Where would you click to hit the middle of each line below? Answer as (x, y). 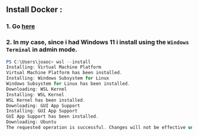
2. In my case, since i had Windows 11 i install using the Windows (98, 42)
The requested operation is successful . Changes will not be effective (96, 128)
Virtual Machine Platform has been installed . (64, 73)
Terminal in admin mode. (42, 49)
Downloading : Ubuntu (32, 122)
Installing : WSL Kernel (35, 94)
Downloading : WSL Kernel (37, 89)
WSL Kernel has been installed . (46, 100)
